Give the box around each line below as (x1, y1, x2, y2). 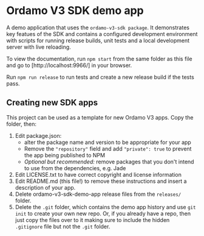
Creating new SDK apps (6, 98, 98, 108)
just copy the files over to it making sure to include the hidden (15, 216, 170, 223)
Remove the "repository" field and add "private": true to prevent (24, 145, 192, 152)
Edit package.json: (15, 132, 62, 139)
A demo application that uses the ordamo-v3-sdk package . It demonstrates (6, 24, 190, 31)
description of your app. (15, 184, 76, 191)
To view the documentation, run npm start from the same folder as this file (6, 55, 192, 62)
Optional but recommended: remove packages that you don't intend (24, 158, 194, 165)
